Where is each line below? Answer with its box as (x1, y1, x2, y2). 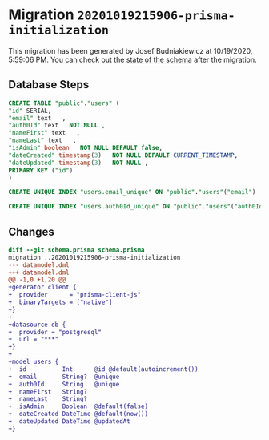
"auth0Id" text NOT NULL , (8, 122, 106, 130)
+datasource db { (8, 321, 66, 329)
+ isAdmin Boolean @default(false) (8, 402, 149, 410)
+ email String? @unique (8, 373, 120, 381)
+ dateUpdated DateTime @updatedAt (8, 418, 130, 426)
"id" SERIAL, (8, 107, 52, 115)
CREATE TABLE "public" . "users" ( (8, 99, 120, 107)
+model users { (8, 358, 59, 366)
